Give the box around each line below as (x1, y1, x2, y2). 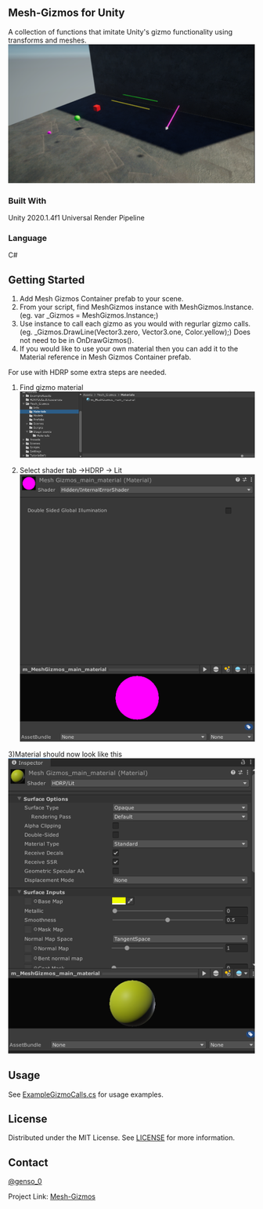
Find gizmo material (19, 383, 84, 392)
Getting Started (8, 273, 85, 286)
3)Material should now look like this (8, 749, 123, 759)
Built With (8, 195, 47, 206)
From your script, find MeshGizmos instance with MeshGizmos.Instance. (19, 302, 254, 312)
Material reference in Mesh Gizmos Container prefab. (19, 352, 192, 362)
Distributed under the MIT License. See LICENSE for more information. (8, 1133, 236, 1142)
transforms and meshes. (8, 35, 87, 45)
